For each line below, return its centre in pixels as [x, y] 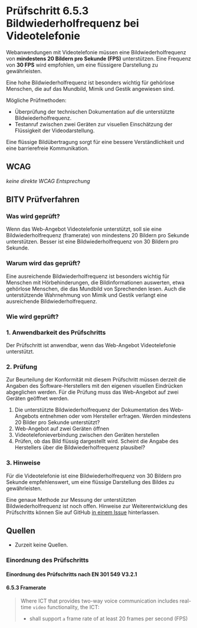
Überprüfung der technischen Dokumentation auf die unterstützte [95, 112]
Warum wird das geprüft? [43, 263]
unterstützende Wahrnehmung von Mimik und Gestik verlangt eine [87, 295]
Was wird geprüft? [33, 217]
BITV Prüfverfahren [43, 200]
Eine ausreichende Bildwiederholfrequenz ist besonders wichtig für [88, 276]
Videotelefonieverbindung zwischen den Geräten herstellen [87, 435]
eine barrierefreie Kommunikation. [47, 148]
